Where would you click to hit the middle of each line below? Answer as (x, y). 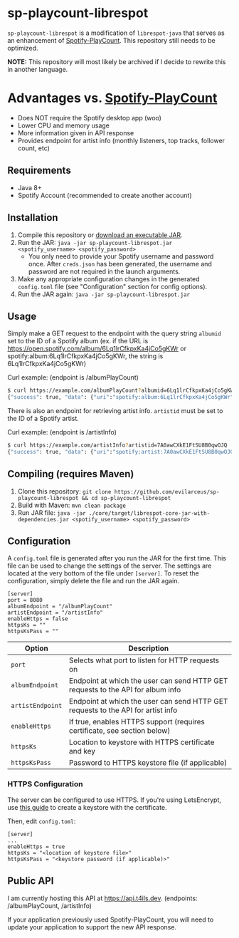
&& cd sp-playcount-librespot (126, 498)
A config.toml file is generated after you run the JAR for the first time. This (117, 558)
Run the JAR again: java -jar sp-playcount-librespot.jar (104, 294)
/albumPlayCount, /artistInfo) (50, 905)
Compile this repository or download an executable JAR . (100, 235)
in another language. (38, 69)
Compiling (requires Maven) (71, 474)
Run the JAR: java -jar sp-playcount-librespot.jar (95, 242)
